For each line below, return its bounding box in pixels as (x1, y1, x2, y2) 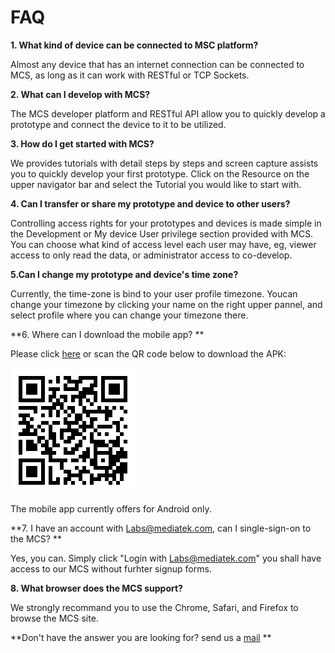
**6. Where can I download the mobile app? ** (10, 328, 205, 340)
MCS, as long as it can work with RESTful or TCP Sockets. (10, 69, 250, 81)
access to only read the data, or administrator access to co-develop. (10, 249, 293, 261)
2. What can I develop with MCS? (10, 88, 151, 100)
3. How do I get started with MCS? (10, 137, 155, 150)
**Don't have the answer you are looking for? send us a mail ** (10, 631, 272, 643)
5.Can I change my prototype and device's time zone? (10, 268, 239, 280)
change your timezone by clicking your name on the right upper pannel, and (10, 298, 323, 310)
